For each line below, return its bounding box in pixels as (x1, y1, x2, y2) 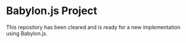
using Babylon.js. (6, 29, 48, 37)
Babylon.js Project (6, 4, 98, 18)
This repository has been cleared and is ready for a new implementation (6, 24, 181, 31)
